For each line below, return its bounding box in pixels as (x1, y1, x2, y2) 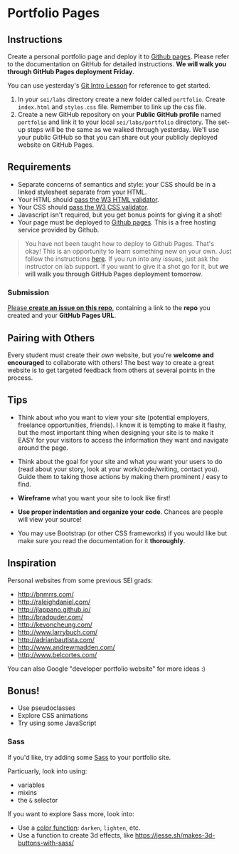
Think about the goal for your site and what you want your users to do (17, 457, 223, 465)
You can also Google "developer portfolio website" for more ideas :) (7, 664, 206, 673)
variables (17, 781, 45, 789)
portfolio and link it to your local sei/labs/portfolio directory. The (17, 118, 217, 126)
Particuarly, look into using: (7, 766, 87, 775)
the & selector (17, 796, 58, 804)
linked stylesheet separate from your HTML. (17, 187, 147, 196)
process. (7, 373, 33, 382)
